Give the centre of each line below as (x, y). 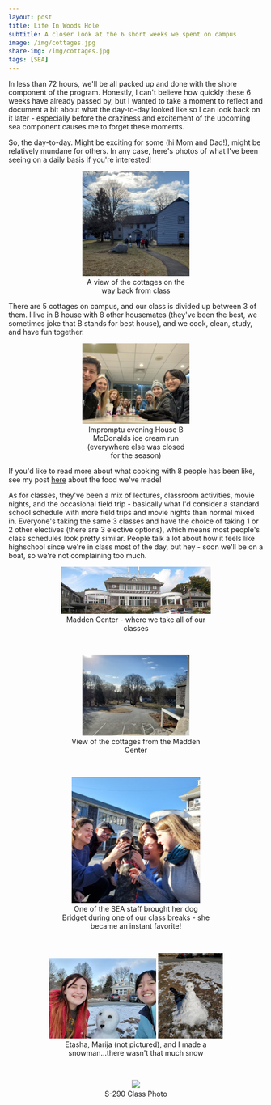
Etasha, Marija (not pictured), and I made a (136, 1044)
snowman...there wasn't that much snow (136, 1053)
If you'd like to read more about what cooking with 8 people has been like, (131, 471)
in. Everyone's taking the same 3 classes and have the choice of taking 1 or (133, 521)
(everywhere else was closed (136, 447)
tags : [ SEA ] (28, 60)
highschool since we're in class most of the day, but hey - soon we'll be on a (136, 547)
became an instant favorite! (136, 925)
